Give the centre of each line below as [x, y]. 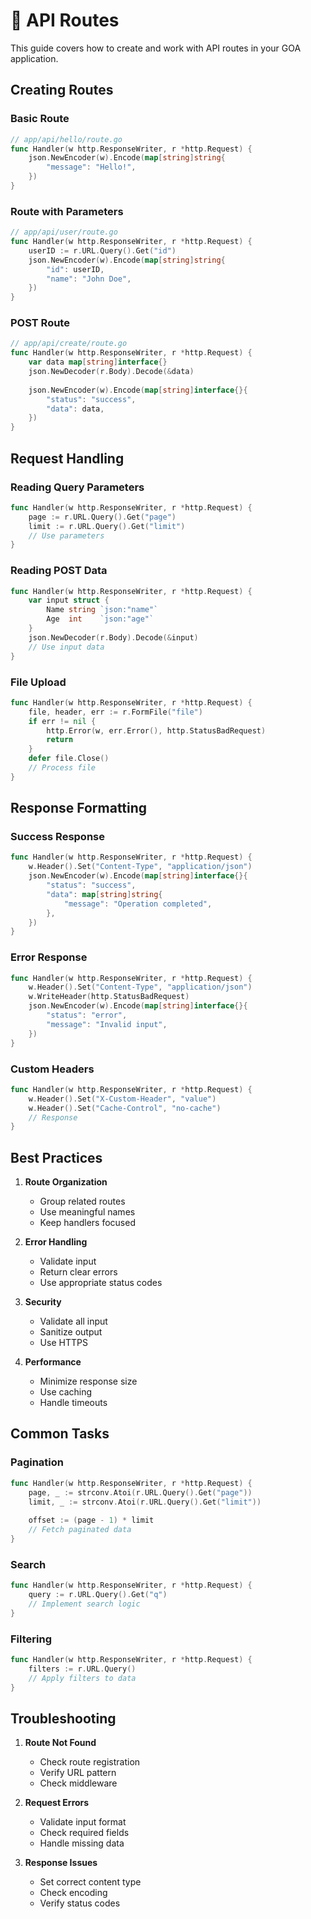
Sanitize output [71, 1332]
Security [43, 1302]
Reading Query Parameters [77, 487]
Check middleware [78, 1783]
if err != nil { [62, 721]
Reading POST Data [59, 571]
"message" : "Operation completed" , [138, 904]
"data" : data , [75, 409]
